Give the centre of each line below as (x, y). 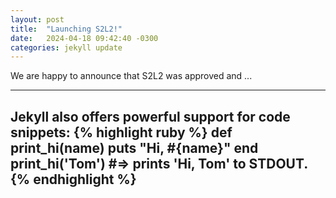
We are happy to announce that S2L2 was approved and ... (131, 76)
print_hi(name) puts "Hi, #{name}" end (134, 147)
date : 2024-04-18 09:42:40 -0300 (84, 38)
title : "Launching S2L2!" (66, 29)
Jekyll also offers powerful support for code (150, 116)
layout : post (37, 19)
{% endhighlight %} (73, 179)
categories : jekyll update (66, 47)
